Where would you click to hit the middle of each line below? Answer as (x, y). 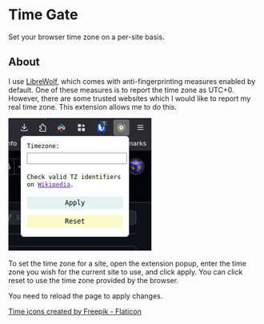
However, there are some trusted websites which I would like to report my (130, 98)
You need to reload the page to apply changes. (86, 296)
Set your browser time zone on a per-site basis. (87, 37)
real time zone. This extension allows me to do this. (93, 106)
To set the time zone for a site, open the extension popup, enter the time (127, 263)
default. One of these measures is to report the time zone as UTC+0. (121, 90)
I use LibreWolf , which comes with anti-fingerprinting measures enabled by (132, 81)
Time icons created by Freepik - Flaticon (75, 311)
